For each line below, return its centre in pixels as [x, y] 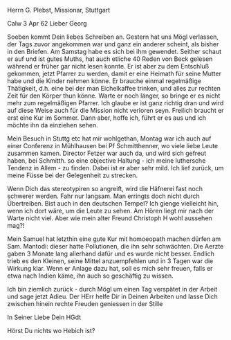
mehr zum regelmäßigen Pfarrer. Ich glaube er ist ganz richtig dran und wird [115, 103]
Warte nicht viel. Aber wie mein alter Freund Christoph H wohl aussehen [110, 218]
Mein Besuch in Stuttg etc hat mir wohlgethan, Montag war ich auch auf [109, 138]
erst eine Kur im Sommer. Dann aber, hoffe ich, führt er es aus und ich [107, 118]
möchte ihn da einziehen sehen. [53, 125]
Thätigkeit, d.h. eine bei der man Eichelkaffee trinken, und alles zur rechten [114, 88]
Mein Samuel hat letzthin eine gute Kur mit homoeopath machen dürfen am [114, 239]
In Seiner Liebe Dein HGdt [44, 317]
